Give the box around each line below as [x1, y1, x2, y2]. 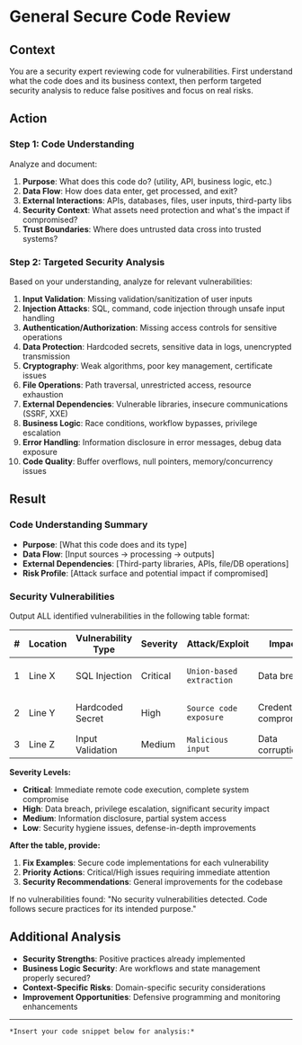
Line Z [28, 737, 56, 750]
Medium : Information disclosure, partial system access [22, 812, 227, 824]
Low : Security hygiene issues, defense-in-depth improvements [22, 822, 256, 833]
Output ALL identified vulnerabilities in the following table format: [9, 610, 250, 621]
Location [28, 637, 67, 649]
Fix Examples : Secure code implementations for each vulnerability [22, 857, 270, 868]
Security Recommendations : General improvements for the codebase [22, 876, 283, 887]
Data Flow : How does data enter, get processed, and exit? [22, 185, 238, 196]
